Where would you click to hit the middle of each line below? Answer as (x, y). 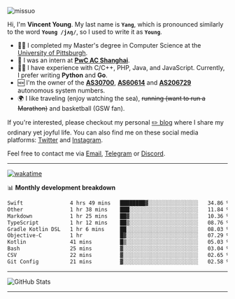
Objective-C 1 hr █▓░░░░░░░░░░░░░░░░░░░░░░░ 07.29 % (119, 236)
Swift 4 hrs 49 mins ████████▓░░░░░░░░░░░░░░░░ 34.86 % (119, 203)
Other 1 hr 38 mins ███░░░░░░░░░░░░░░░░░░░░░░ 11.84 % (119, 209)
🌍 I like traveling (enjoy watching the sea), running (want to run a (112, 98)
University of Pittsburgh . (52, 53)
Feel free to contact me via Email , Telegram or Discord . (86, 153)
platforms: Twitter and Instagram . (55, 140)
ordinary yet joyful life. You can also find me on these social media (103, 132)
